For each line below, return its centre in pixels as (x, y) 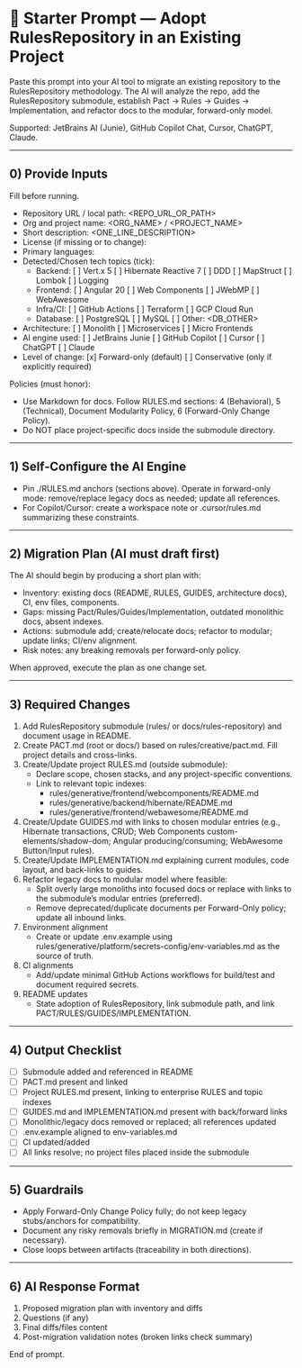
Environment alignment (65, 928)
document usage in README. (77, 736)
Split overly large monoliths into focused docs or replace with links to (164, 889)
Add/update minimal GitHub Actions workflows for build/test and (155, 975)
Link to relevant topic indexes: (91, 784)
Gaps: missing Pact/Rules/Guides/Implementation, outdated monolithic (153, 612)
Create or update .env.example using (104, 937)
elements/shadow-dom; (67, 841)
